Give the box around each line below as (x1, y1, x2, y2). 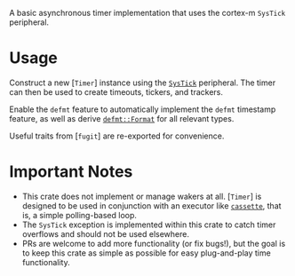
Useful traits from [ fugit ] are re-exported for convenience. (9, 130, 225, 141)
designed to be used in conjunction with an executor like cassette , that (21, 200, 282, 211)
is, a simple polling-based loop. (21, 209, 138, 220)
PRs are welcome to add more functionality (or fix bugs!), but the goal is (21, 238, 286, 248)
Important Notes (9, 162, 133, 182)
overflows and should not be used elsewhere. (21, 228, 189, 239)
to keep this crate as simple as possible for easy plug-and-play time (21, 248, 271, 258)
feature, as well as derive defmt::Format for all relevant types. (9, 113, 235, 123)
